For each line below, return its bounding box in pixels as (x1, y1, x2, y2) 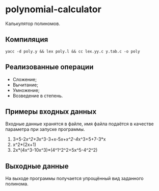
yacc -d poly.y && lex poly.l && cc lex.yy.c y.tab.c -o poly (5, 49, 140, 54)
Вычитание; (12, 82, 38, 88)
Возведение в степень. (12, 92, 63, 99)
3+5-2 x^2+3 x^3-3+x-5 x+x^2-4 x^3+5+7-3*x (12, 136, 106, 142)
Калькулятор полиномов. (5, 20, 60, 27)
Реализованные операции (5, 63, 94, 71)
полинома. (5, 181, 29, 187)
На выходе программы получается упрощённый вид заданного (5, 175, 144, 182)
